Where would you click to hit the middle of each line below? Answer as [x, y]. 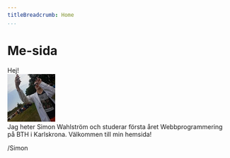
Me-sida [33, 50]
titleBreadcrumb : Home [41, 15]
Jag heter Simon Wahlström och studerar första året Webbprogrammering [115, 126]
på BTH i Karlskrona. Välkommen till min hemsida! [80, 134]
